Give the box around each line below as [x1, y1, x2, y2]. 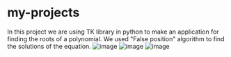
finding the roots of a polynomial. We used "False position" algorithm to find [7, 34, 225, 43]
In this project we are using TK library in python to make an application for [7, 27, 219, 36]
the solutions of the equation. [7, 42, 92, 50]
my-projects [7, 5, 80, 21]
